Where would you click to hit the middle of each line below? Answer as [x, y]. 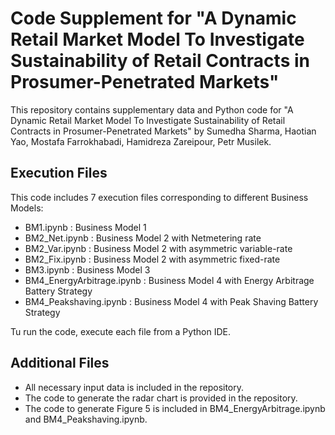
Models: [27, 208]
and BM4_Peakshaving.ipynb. [86, 419]
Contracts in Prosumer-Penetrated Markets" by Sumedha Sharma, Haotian [163, 131]
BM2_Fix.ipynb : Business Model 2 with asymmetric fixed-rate [152, 259]
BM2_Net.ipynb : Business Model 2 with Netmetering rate [143, 238]
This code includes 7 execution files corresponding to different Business [159, 197]
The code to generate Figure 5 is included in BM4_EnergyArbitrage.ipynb [175, 408]
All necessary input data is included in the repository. [134, 387]
